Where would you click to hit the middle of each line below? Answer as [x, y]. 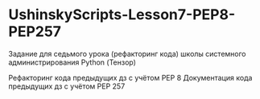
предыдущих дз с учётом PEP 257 [67, 86]
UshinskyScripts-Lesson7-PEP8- [122, 15]
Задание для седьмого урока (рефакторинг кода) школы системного [127, 53]
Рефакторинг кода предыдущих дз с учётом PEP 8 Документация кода [130, 77]
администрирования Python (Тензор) [72, 62]
